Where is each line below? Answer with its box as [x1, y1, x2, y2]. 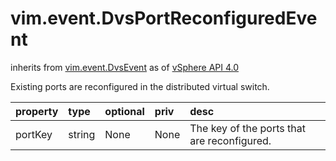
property [15, 104, 59, 118]
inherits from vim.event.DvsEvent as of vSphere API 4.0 [10, 61, 240, 73]
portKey [15, 127, 53, 141]
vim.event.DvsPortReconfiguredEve [10, 7, 318, 30]
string [68, 127, 96, 141]
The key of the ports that [189, 121, 306, 135]
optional [104, 104, 145, 118]
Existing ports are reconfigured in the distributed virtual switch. [10, 80, 270, 92]
